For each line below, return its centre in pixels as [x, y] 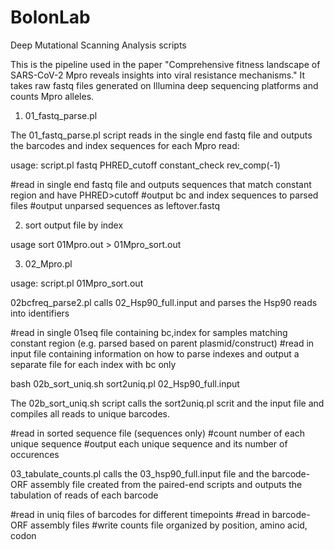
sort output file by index [74, 225]
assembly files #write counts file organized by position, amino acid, [168, 525]
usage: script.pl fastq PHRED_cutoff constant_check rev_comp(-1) [145, 165]
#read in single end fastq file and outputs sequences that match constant [161, 184]
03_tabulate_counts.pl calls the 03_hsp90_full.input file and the [140, 473]
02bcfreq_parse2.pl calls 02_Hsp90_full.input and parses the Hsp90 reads [164, 302]
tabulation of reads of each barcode [84, 495]
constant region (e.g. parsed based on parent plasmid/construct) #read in [162, 343]
